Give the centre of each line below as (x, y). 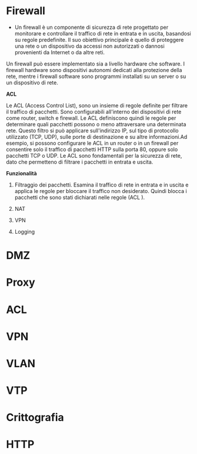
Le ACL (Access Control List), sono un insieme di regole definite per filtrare (97, 105)
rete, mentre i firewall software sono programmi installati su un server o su (96, 76)
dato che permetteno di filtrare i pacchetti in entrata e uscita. (80, 162)
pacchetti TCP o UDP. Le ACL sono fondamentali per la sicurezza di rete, (94, 155)
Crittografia (35, 418)
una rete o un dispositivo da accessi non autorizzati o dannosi (89, 46)
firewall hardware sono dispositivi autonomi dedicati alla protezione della (94, 70)
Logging (25, 231)
